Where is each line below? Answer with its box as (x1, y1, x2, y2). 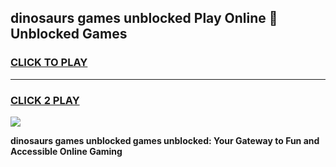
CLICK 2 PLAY (10, 93, 80, 107)
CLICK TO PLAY (10, 56, 88, 70)
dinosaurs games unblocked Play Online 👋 (10, 10, 278, 27)
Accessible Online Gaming (10, 145, 123, 157)
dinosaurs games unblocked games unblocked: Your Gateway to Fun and (10, 134, 320, 146)
